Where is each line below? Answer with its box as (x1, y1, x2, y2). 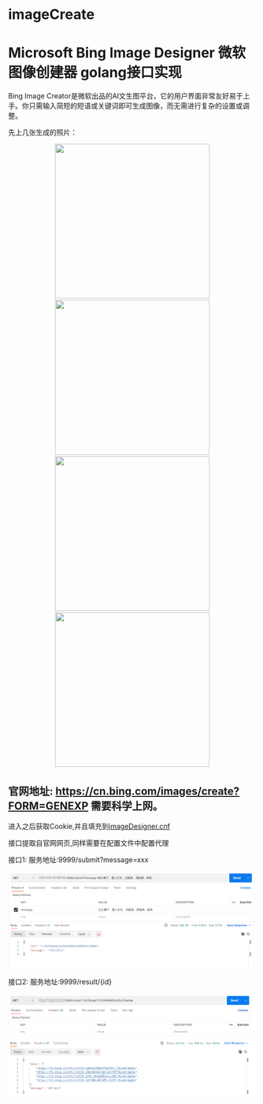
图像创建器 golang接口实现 (8, 64, 183, 82)
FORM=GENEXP (8, 799, 89, 813)
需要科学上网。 (90, 799, 164, 813)
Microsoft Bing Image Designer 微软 (8, 44, 246, 62)
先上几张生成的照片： (8, 128, 77, 137)
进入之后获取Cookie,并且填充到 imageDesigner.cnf (8, 821, 171, 832)
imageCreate (8, 6, 95, 24)
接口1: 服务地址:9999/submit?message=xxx (8, 855, 149, 865)
